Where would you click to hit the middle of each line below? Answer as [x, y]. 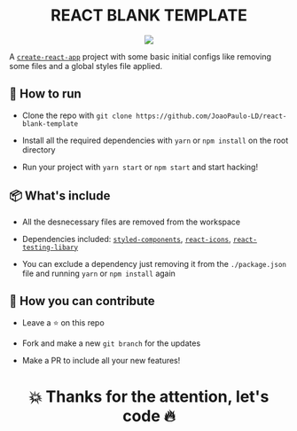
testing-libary [50, 247]
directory [39, 149]
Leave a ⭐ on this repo [63, 323]
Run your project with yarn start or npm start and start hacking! [140, 167]
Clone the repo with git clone [77, 115]
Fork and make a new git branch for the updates [111, 343]
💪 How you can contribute [82, 301]
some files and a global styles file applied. [86, 66]
